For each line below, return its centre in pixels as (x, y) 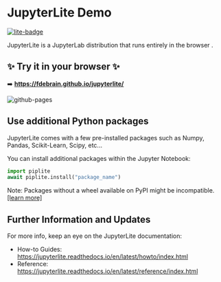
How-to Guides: (39, 250)
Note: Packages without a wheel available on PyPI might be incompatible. (111, 191)
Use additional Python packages (78, 121)
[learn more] (25, 198)
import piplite (29, 171)
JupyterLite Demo (59, 13)
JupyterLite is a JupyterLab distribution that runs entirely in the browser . (110, 45)
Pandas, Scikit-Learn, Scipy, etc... (55, 145)
